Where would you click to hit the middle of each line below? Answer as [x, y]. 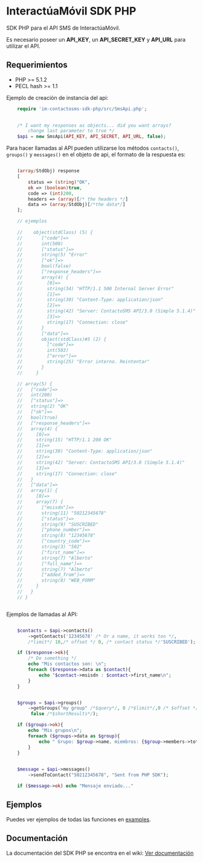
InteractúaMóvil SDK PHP [71, 11]
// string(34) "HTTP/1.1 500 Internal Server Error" [95, 288]
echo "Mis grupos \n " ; [55, 730]
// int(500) [40, 244]
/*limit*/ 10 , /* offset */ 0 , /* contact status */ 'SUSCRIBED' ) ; [112, 642]
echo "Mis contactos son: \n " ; [67, 664]
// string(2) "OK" [43, 406]
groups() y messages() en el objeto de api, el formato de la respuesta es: [96, 155]
